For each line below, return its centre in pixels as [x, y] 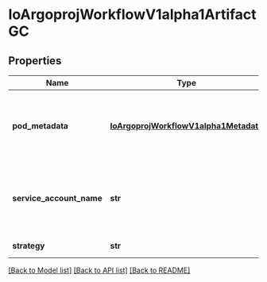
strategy [29, 246]
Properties [35, 61]
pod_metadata [41, 126]
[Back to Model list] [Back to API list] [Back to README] [99, 270]
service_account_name [57, 198]
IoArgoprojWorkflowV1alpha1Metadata [187, 126]
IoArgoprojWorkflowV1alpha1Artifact [132, 15]
